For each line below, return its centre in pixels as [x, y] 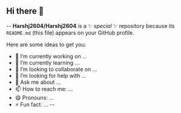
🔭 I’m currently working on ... [51, 56]
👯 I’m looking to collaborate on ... [56, 69]
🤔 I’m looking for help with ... [51, 75]
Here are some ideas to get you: [46, 44]
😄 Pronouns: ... [35, 97]
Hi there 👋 [25, 11]
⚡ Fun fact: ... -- [35, 104]
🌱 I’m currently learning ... [47, 63]
